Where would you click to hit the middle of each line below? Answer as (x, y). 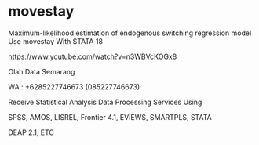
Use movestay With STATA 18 (56, 41)
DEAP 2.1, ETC (31, 132)
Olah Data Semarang (42, 71)
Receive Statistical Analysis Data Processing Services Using (105, 102)
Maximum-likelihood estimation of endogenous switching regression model (130, 33)
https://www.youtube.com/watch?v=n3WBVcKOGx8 (93, 56)
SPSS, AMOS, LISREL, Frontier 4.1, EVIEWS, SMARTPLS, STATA (110, 117)
